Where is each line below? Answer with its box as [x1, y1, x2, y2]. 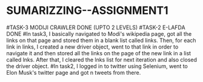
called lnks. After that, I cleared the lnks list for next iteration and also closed [6, 56, 198, 63]
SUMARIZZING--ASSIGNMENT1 [6, 4, 168, 18]
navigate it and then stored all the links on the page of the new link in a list [6, 49, 191, 56]
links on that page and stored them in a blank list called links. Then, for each [6, 36, 196, 44]
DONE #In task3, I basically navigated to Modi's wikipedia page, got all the [6, 30, 192, 37]
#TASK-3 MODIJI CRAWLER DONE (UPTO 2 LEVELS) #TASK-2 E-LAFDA [6, 24, 186, 31]
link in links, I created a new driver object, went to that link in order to [6, 43, 179, 50]
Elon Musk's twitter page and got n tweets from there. [6, 69, 141, 76]
